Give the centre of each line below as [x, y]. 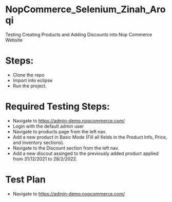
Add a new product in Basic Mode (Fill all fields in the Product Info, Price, [90, 137]
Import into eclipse [33, 80]
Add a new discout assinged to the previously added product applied [86, 153]
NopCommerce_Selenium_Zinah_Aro [85, 9]
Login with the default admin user [48, 126]
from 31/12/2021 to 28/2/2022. [45, 159]
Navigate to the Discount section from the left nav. [66, 148]
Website [14, 40]
